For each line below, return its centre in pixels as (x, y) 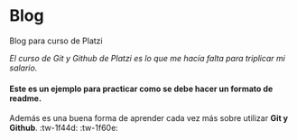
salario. (23, 68)
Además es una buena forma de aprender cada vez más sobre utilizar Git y (149, 118)
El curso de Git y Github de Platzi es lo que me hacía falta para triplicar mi (148, 58)
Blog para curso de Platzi (56, 41)
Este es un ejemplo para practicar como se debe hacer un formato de (141, 89)
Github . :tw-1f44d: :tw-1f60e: (64, 128)
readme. (26, 98)
